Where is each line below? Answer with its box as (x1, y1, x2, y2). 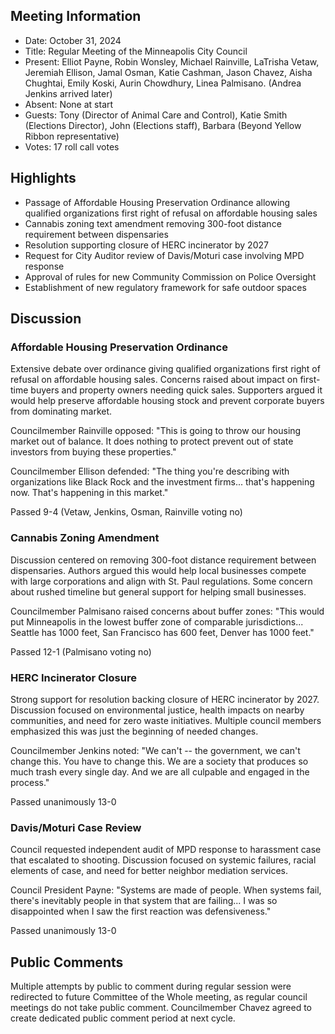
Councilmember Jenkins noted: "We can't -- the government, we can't (10, 744, 301, 756)
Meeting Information (10, 8, 142, 25)
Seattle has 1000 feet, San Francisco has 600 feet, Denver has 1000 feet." (10, 626, 315, 638)
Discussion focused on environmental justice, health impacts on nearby (10, 704, 305, 716)
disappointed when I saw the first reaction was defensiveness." (10, 905, 272, 918)
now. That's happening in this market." (10, 487, 169, 499)
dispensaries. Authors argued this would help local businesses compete (10, 564, 307, 576)
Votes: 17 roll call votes (24, 140, 120, 153)
